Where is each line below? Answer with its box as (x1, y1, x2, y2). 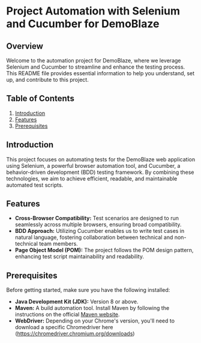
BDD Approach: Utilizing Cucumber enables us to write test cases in (14, 227, 185, 235)
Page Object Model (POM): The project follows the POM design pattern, (14, 247, 194, 254)
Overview (6, 41, 44, 51)
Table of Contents (6, 93, 75, 104)
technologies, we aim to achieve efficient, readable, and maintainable (6, 175, 178, 182)
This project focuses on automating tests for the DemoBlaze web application (6, 155, 196, 163)
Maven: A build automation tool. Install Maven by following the (14, 304, 170, 312)
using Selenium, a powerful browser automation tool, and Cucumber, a (6, 162, 181, 169)
